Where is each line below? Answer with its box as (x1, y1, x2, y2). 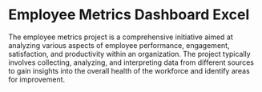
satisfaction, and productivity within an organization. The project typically (8, 49, 251, 58)
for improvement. (8, 74, 66, 84)
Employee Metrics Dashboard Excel (8, 6, 250, 24)
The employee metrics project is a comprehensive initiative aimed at (8, 32, 234, 42)
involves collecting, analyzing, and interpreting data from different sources (8, 58, 255, 67)
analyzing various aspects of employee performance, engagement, (8, 40, 230, 50)
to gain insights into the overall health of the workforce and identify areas (8, 66, 250, 75)
